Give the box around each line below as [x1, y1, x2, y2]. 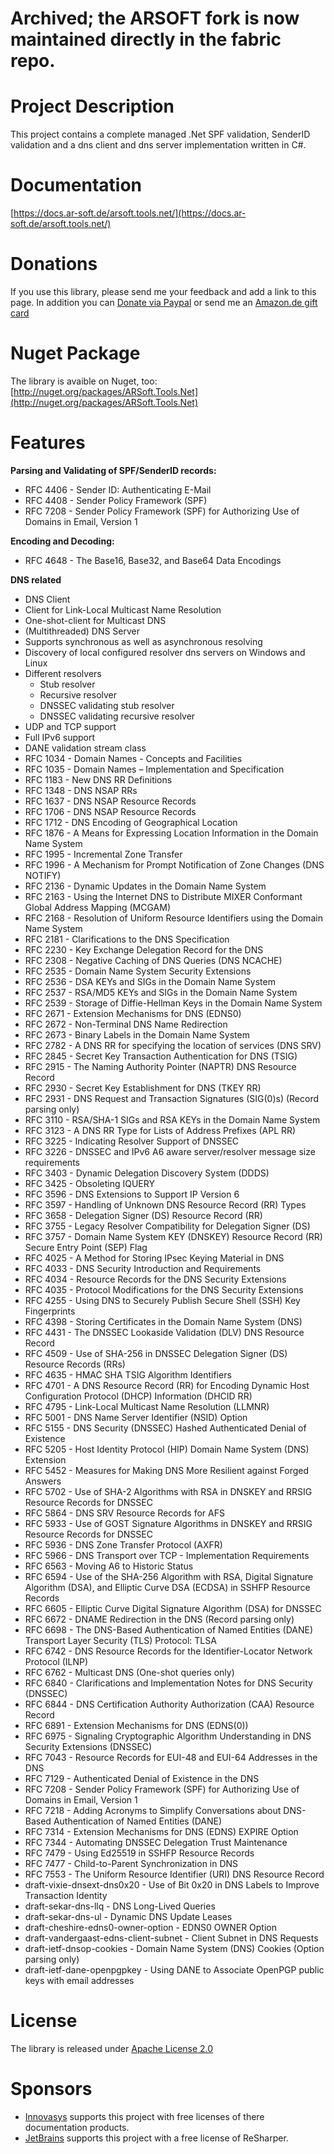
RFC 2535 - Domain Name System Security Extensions [24, 965, 252, 977]
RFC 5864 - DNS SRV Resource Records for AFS [24, 1507, 225, 1519]
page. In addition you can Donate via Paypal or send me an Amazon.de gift [10, 297, 318, 308]
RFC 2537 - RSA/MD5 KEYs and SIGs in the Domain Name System [24, 986, 298, 998]
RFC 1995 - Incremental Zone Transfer [24, 848, 183, 860]
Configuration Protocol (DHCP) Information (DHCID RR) [24, 1390, 253, 1402]
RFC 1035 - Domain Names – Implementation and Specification [24, 763, 285, 775]
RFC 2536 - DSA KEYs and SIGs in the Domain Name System [24, 975, 276, 987]
